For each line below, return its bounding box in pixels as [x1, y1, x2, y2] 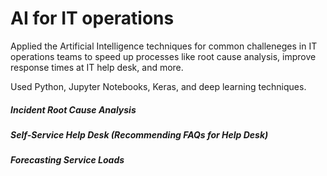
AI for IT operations [10, 7, 175, 30]
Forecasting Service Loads [10, 154, 125, 166]
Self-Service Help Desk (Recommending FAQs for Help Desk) [10, 128, 269, 141]
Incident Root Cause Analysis [10, 103, 137, 116]
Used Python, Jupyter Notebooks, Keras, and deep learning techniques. [10, 80, 307, 92]
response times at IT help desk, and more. [10, 61, 184, 73]
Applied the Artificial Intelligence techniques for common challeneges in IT [10, 40, 318, 52]
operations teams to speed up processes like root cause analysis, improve [10, 50, 317, 62]
